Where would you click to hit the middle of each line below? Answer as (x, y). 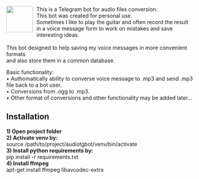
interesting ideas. (58, 35)
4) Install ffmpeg (28, 163)
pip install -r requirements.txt (42, 157)
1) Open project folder (34, 131)
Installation (28, 117)
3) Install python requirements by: (50, 150)
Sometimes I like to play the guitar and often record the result (112, 22)
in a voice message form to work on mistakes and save (105, 28)
